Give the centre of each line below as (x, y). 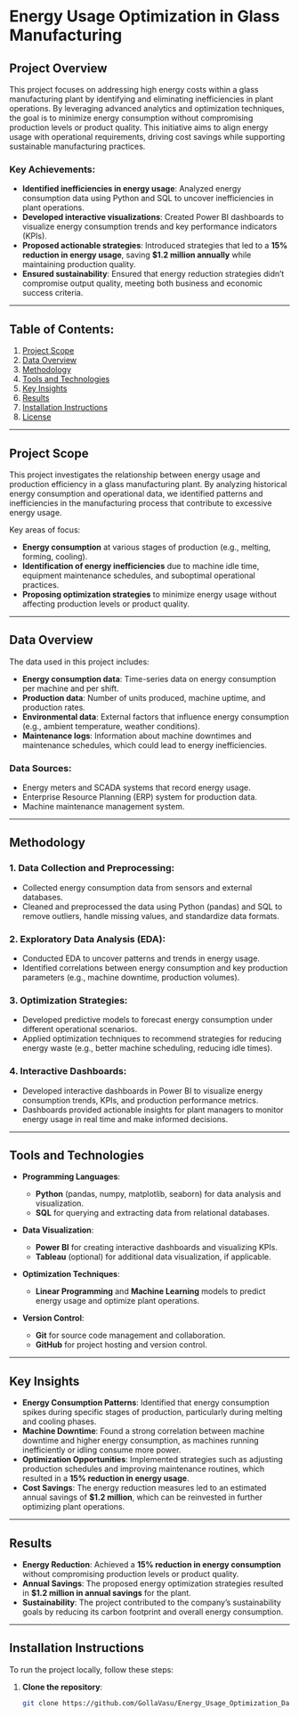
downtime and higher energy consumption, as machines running (141, 1441)
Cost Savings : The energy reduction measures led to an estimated (144, 1488)
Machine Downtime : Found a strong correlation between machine (143, 1431)
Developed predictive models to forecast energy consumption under (147, 1020)
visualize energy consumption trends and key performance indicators (149, 227)
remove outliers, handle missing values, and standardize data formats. (151, 915)
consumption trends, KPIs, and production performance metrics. (140, 1100)
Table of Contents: (62, 329)
